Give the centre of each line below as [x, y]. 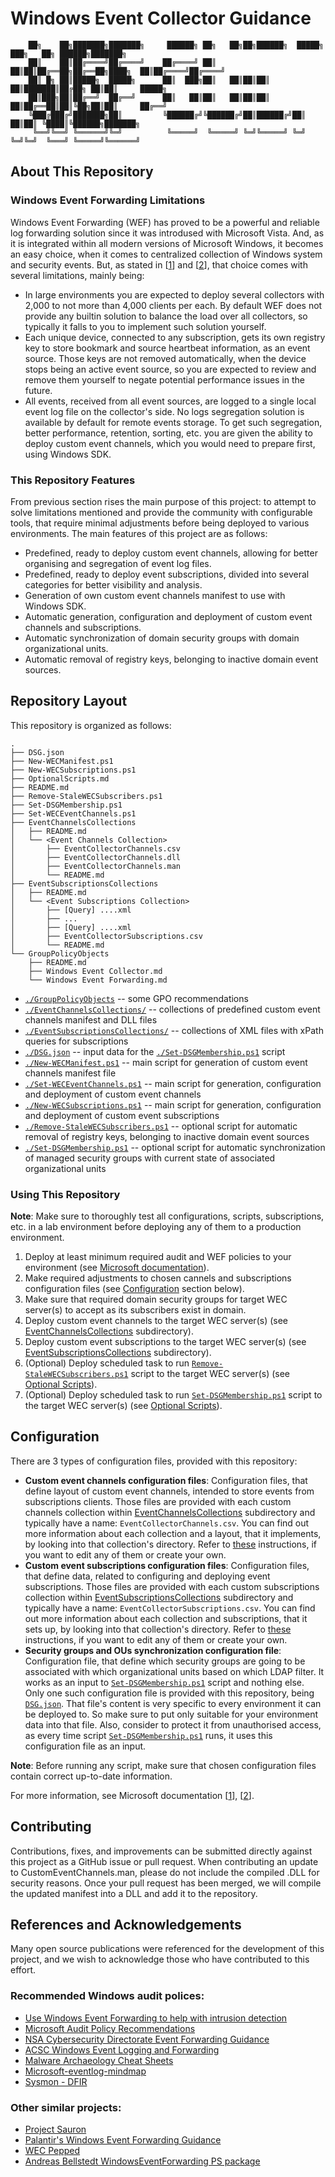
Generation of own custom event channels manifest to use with [155, 595]
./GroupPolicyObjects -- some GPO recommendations [136, 998]
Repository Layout [69, 701]
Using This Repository [65, 1194]
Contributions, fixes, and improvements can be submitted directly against [161, 1851]
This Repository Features [73, 480]
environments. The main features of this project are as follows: [139, 533]
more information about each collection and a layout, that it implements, [173, 1533]
